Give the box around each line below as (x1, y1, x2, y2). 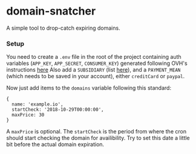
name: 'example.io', (11, 101, 64, 107)
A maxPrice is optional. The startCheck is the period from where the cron (6, 128, 186, 135)
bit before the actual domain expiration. (6, 141, 105, 148)
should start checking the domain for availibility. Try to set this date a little (6, 135, 191, 142)
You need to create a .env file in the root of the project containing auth (6, 53, 181, 61)
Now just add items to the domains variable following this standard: (6, 84, 171, 92)
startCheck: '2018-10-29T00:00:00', (11, 107, 104, 113)
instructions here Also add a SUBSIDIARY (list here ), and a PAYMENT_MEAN (6, 66, 181, 73)
